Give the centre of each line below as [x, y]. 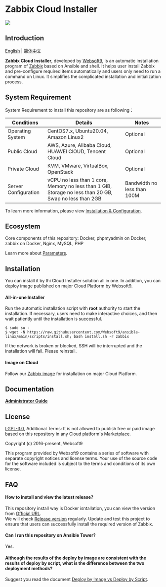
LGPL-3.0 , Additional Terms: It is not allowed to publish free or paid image [80, 429]
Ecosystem [23, 226]
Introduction [25, 38]
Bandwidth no [141, 183]
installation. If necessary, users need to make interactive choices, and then [81, 314]
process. [14, 82]
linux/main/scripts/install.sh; [38, 337]
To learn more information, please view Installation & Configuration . [74, 211]
